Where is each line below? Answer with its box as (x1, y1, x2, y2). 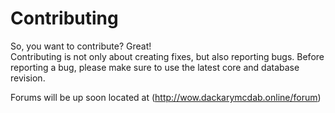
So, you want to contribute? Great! (10, 40, 152, 52)
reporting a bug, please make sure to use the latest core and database (10, 61, 300, 73)
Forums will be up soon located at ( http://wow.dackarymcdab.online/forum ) (10, 91, 322, 103)
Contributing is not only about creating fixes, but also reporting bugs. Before (10, 50, 325, 62)
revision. (10, 72, 46, 84)
